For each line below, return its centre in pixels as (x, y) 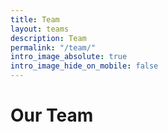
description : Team (48, 38)
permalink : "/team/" (53, 47)
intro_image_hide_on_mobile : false (84, 66)
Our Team (52, 115)
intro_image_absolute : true (69, 57)
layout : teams (40, 29)
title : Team (35, 19)
